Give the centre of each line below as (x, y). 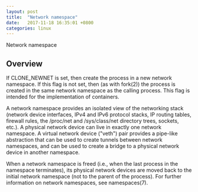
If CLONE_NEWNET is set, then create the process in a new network (89, 78)
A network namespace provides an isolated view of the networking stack (95, 108)
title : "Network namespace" (42, 17)
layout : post (22, 12)
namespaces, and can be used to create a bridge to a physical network (93, 146)
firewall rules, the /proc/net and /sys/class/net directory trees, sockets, (92, 121)
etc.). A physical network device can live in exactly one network (84, 127)
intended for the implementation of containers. (63, 97)
